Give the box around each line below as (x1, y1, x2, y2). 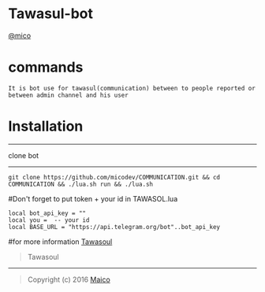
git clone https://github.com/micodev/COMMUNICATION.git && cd (8, 173, 221, 181)
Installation (8, 117, 84, 135)
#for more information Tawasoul (8, 237, 113, 246)
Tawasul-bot (8, 5, 93, 23)
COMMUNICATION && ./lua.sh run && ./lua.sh (8, 180, 154, 188)
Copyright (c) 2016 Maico (27, 275, 110, 284)
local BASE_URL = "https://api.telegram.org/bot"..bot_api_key (8, 223, 221, 231)
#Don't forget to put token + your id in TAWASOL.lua (8, 194, 178, 203)
